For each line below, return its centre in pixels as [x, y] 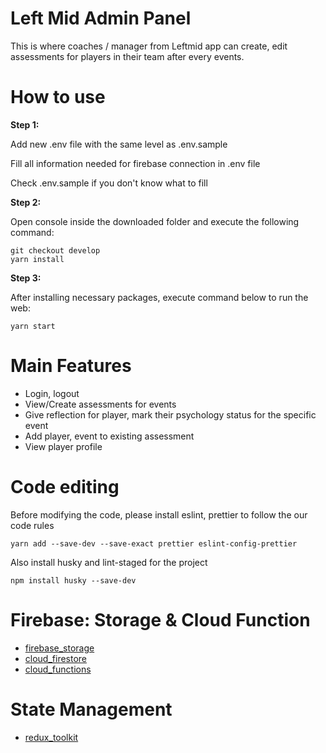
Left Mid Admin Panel [101, 18]
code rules [32, 525]
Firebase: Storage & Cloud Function [160, 619]
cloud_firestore [56, 658]
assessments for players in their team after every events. [127, 56]
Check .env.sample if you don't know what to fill [109, 183]
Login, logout [52, 393]
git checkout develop [55, 250]
